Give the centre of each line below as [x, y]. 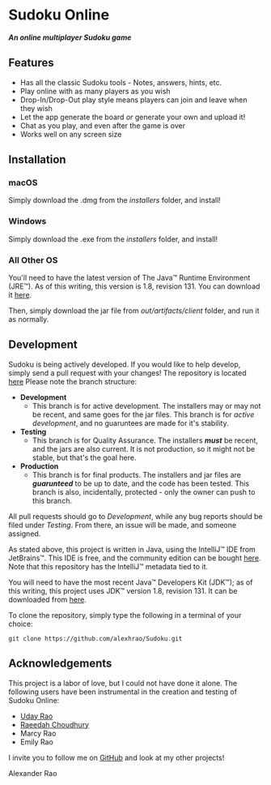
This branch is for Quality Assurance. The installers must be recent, [145, 440]
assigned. [25, 534]
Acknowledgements [60, 664]
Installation [37, 160]
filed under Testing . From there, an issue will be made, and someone [123, 525]
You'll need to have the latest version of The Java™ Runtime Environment [129, 278]
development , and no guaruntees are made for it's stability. [130, 423]
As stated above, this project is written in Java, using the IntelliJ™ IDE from [132, 549]
